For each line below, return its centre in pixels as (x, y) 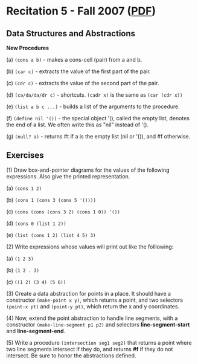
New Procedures (28, 48)
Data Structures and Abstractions (71, 34)
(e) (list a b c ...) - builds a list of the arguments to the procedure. (93, 106)
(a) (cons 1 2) (24, 188)
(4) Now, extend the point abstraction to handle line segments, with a (92, 318)
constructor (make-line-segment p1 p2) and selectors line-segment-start (98, 324)
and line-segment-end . (36, 331)
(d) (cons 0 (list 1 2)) (36, 223)
